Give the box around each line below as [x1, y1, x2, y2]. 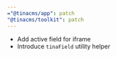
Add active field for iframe [16, 35, 91, 43]
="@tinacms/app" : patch [7, 9, 75, 17]
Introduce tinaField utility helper [16, 42, 111, 50]
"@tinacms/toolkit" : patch [7, 16, 84, 23]
